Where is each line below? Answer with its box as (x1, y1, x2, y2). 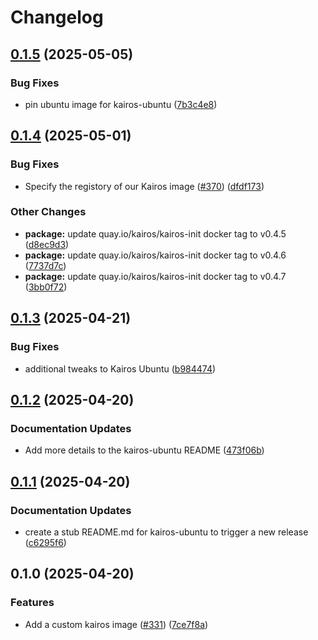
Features (10, 596, 55, 610)
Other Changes (10, 205, 87, 219)
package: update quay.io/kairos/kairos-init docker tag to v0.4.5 (24, 227, 287, 240)
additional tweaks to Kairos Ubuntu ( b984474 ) (24, 362, 217, 375)
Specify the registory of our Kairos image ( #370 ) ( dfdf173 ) (24, 180, 265, 192)
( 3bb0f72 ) (24, 281, 68, 293)
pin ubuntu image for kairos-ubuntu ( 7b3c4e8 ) (24, 98, 218, 110)
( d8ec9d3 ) (24, 238, 70, 250)
